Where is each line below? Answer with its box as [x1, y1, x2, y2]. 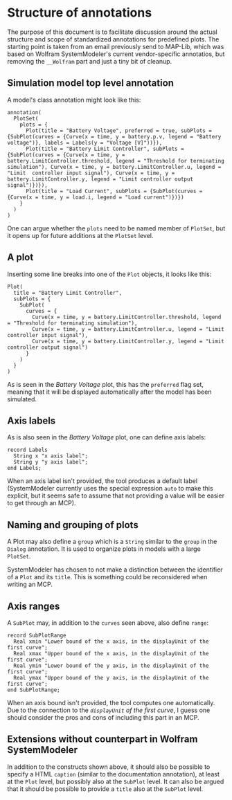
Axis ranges [7, 600, 60, 612]
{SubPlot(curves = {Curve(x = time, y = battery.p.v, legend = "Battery [7, 133, 222, 140]
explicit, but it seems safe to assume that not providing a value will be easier [7, 491, 225, 500]
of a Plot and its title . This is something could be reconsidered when [7, 573, 208, 581]
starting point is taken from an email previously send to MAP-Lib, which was [7, 42, 224, 51]
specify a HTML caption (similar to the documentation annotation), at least [7, 770, 220, 778]
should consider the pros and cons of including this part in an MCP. [7, 713, 199, 721]
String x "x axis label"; [13, 453, 89, 460]
